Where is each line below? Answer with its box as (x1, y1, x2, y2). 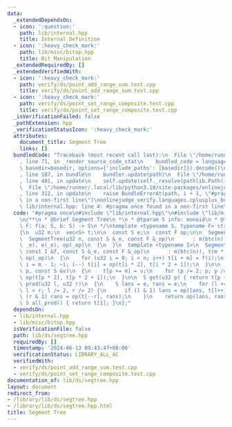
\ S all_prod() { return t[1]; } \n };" (19, 300, 131, 307)
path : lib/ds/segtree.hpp (13, 331, 88, 339)
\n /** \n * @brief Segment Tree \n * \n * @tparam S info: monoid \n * (19, 216, 217, 223)
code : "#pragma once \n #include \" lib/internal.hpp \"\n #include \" (13, 210, 209, 217)
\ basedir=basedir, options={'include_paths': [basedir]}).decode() (19, 164, 221, 172)
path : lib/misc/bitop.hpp (19, 49, 95, 56)
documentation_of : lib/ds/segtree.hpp (7, 376, 119, 384)
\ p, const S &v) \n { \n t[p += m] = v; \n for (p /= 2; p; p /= (19, 267, 227, 274)
